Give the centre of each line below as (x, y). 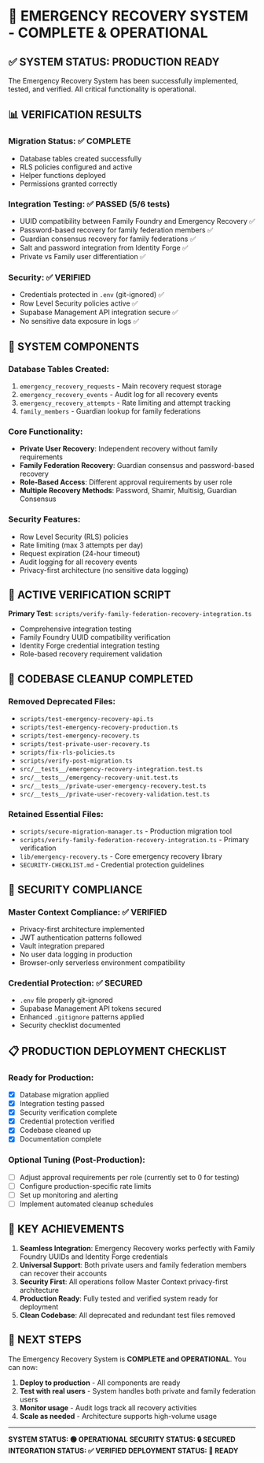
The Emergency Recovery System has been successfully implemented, (123, 81)
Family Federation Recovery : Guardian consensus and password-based (137, 466)
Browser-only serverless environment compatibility (102, 963)
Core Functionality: (46, 431)
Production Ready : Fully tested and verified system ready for (119, 1298)
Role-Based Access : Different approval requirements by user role (126, 482)
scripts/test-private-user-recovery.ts (85, 744)
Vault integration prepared (62, 946)
